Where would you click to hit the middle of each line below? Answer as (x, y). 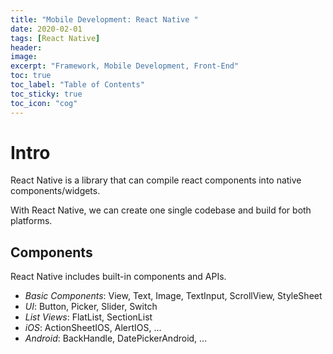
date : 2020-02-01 (46, 29)
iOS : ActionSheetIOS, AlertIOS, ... (93, 328)
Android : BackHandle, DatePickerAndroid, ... (116, 338)
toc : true (31, 76)
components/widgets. (55, 191)
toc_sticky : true (46, 94)
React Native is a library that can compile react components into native (156, 180)
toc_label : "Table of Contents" (77, 85)
